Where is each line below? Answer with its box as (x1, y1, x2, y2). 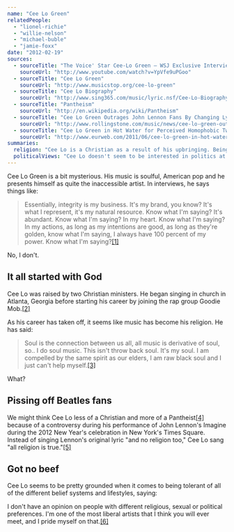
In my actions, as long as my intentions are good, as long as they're (24, 222, 218, 231)
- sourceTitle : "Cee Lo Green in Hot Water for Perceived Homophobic (13, 127, 219, 134)
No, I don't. (7, 250, 40, 259)
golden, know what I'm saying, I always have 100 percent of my (24, 229, 207, 238)
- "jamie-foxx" (13, 43, 58, 50)
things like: (7, 186, 38, 195)
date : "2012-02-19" (7, 50, 64, 56)
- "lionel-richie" (13, 23, 68, 30)
